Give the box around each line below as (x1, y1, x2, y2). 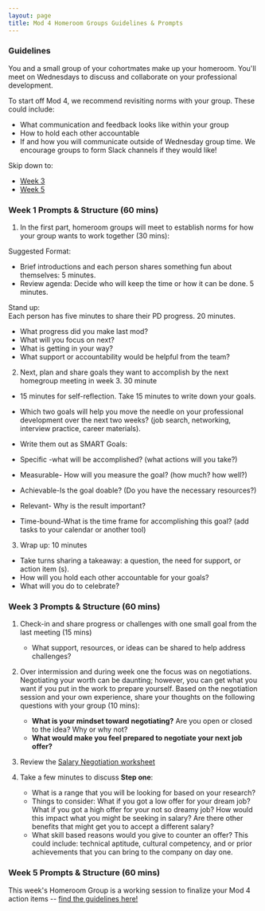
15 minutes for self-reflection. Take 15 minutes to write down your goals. (19, 391, 256, 401)
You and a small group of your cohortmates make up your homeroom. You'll (8, 63, 256, 73)
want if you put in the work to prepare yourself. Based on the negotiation (19, 684, 258, 693)
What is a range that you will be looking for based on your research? (31, 788, 256, 798)
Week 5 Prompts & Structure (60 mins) (8, 867, 161, 878)
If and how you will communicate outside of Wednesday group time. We (19, 136, 256, 146)
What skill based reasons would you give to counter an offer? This (31, 831, 249, 840)
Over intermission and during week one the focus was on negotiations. (19, 667, 252, 677)
